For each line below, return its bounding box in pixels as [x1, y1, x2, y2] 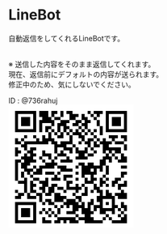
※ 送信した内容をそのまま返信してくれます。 [8, 59, 156, 69]
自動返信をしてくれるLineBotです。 [8, 33, 125, 43]
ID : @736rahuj [8, 96, 58, 105]
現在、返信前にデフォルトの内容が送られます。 [8, 69, 164, 79]
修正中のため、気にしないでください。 [8, 79, 136, 89]
